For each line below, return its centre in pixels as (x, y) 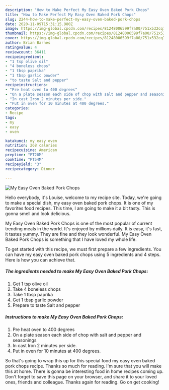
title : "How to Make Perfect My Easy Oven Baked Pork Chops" (71, 15)
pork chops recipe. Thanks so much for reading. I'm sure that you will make (83, 366)
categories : (18, 108)
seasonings (24, 340)
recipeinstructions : (27, 85)
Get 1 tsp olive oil (30, 284)
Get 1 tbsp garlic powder (38, 300)
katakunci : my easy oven (31, 141)
